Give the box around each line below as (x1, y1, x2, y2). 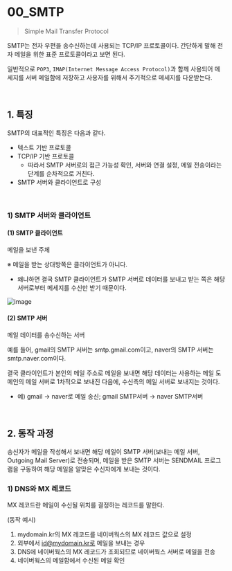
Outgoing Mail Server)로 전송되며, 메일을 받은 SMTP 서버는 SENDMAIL (7, 456, 203, 464)
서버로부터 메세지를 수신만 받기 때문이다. (17, 283, 127, 291)
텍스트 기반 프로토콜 (17, 143, 71, 152)
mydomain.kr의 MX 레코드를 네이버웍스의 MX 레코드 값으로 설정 (17, 530, 192, 538)
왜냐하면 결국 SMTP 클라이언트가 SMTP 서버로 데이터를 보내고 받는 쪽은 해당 (17, 275, 226, 283)
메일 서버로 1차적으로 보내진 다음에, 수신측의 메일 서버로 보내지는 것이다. (25, 378, 220, 386)
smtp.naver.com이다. (7, 354, 66, 363)
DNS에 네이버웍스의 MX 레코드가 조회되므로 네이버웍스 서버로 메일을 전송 (17, 547, 216, 556)
